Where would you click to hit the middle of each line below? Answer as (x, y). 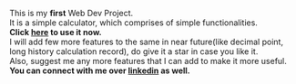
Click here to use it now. (56, 32)
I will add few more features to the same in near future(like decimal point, (147, 42)
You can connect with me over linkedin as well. (100, 70)
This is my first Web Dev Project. (71, 13)
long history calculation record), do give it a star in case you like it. (134, 51)
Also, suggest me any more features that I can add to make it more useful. (148, 61)
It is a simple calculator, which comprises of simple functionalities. (133, 23)
